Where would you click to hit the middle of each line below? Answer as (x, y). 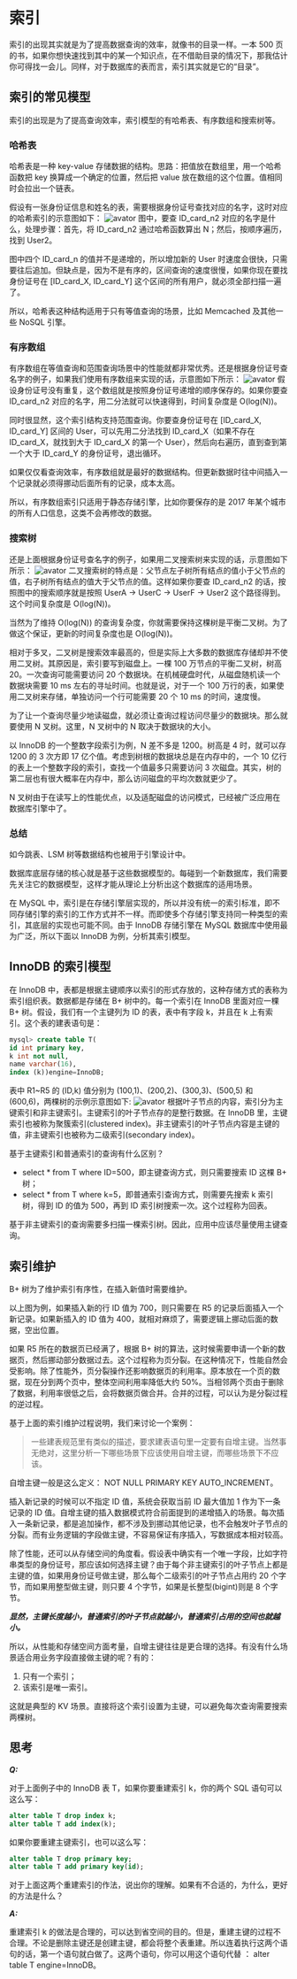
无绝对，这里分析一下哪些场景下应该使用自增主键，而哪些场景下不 (151, 1452)
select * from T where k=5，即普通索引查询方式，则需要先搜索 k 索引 (148, 1195)
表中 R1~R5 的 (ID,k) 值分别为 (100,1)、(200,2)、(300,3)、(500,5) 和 (131, 1090)
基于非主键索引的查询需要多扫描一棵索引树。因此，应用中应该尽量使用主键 (145, 1224)
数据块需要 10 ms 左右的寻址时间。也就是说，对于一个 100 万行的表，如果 (143, 685)
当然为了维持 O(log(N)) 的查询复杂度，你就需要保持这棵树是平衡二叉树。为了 (148, 622)
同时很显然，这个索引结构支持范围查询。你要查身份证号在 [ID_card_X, (136, 420)
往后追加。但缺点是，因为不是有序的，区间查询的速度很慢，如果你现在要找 (152, 270)
